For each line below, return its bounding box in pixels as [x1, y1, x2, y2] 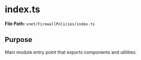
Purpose [5, 35, 33, 44]
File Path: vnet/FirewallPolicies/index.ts [5, 21, 95, 27]
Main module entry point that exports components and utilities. [5, 49, 137, 55]
